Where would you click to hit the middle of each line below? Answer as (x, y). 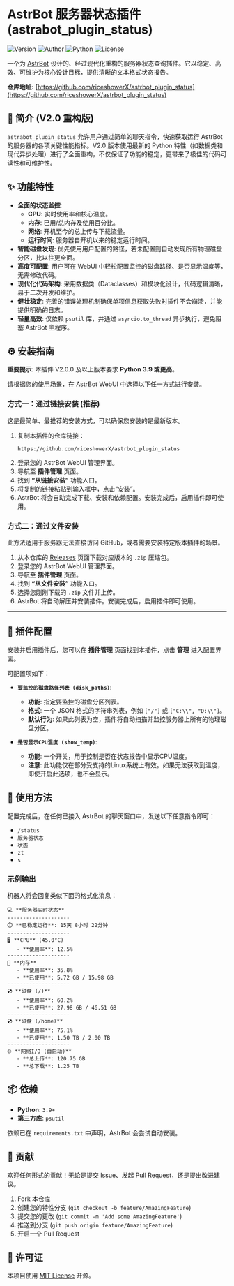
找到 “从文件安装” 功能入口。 (59, 583)
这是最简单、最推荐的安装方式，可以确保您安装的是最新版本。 (96, 420)
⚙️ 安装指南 (31, 351)
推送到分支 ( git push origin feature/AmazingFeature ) (95, 1225)
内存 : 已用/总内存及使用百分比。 (73, 222)
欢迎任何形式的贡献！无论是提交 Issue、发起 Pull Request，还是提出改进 (111, 1175)
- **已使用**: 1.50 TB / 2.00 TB (63, 1037)
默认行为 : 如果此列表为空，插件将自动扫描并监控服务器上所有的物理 (124, 719)
